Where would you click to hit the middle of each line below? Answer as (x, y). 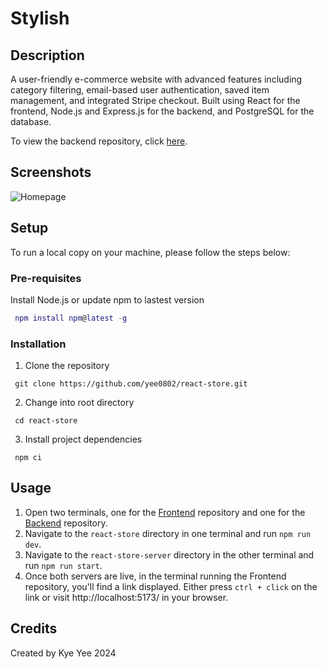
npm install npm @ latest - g (71, 318)
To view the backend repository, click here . (99, 141)
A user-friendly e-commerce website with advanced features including (156, 79)
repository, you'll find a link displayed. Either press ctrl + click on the (171, 586)
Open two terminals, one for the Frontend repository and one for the (165, 512)
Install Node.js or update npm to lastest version (107, 299)
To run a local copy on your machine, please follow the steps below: (150, 252)
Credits (34, 628)
